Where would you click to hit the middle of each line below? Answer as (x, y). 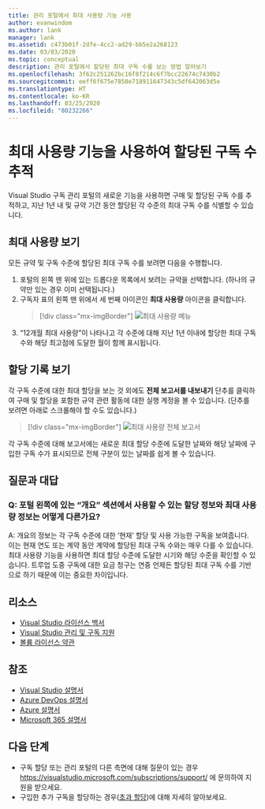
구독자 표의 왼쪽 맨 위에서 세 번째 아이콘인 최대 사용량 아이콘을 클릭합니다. (133, 299)
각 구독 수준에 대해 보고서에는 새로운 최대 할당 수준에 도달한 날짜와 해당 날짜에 (128, 443)
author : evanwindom (40, 23)
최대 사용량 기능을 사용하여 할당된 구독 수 (132, 153)
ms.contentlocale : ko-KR (49, 96)
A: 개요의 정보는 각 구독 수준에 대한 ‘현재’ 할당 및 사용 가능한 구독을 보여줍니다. (129, 535)
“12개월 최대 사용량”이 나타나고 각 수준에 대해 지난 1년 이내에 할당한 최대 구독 (138, 333)
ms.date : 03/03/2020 (42, 52)
